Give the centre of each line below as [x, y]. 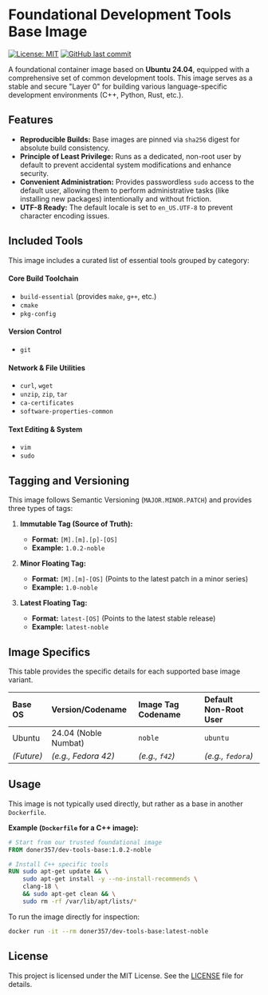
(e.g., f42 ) [157, 756]
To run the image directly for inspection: [74, 917]
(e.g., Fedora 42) [83, 756]
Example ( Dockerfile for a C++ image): [73, 827]
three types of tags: [41, 509]
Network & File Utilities [47, 368]
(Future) [28, 756]
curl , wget [36, 386]
